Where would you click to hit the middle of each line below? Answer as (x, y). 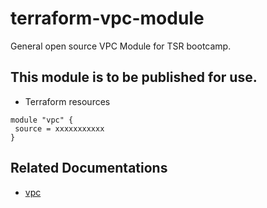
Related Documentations (89, 168)
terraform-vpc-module (107, 18)
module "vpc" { (42, 120)
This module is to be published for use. (134, 77)
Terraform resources (67, 101)
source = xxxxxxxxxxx (59, 128)
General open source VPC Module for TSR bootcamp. (121, 46)
